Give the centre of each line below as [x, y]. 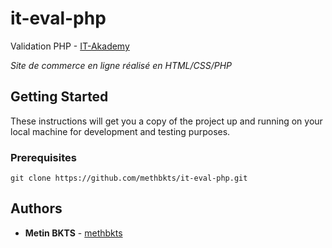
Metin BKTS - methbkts [73, 233]
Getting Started [59, 97]
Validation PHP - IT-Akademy [70, 46]
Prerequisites [43, 157]
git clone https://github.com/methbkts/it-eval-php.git [129, 178]
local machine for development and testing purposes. [120, 131]
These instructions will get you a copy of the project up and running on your [166, 121]
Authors [36, 208]
